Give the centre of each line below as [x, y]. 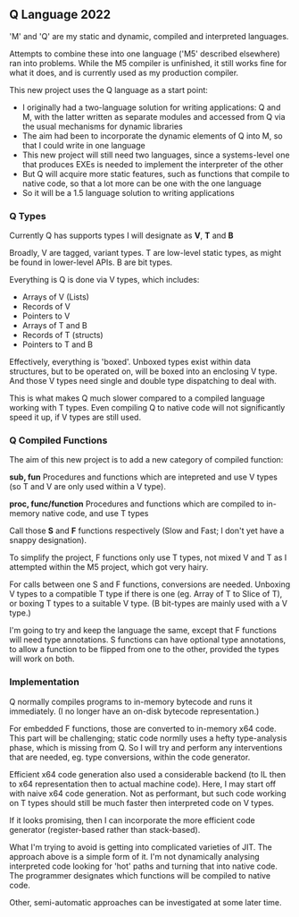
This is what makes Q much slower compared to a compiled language [137, 398]
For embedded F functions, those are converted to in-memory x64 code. [143, 728]
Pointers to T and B [58, 344]
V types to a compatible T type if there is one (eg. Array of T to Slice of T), [146, 594]
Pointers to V [46, 316]
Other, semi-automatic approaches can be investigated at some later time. [145, 902]
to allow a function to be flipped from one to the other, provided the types [144, 650]
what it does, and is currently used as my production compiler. [124, 72]
